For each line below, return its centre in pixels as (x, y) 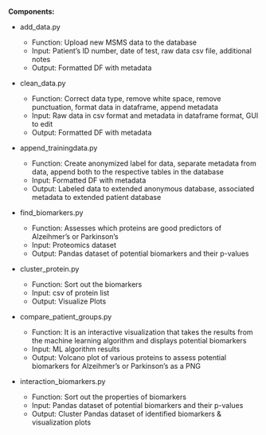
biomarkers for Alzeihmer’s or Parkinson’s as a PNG (116, 366)
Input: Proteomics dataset (74, 245)
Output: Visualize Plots (69, 301)
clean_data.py (43, 83)
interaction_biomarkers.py (63, 381)
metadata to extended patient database (96, 197)
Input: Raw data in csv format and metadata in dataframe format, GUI (145, 116)
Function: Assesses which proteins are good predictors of (126, 228)
